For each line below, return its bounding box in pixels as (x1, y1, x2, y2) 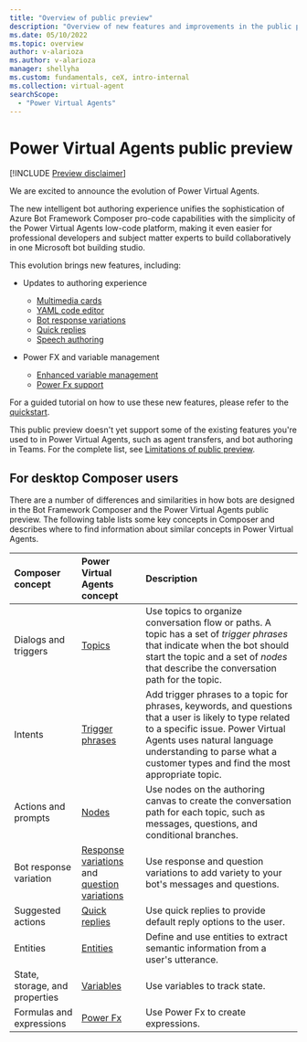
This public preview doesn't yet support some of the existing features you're (9, 424, 297, 435)
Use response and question (145, 856, 264, 868)
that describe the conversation (145, 662, 277, 675)
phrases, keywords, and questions (145, 700, 292, 713)
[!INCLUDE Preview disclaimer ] (9, 168, 126, 179)
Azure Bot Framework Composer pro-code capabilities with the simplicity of (9, 213, 296, 224)
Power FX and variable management (22, 352, 160, 363)
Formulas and (14, 1006, 73, 1019)
